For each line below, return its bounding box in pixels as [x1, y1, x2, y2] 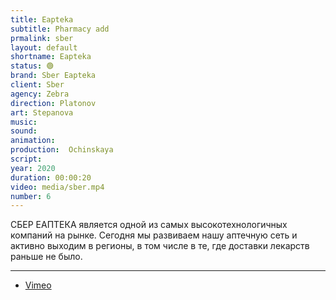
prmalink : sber [10, 33, 74, 43]
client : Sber [10, 80, 65, 90]
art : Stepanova [10, 107, 74, 118]
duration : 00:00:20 [10, 172, 92, 183]
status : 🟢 [10, 61, 55, 71]
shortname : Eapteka [10, 52, 92, 62]
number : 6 [10, 191, 52, 201]
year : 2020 [10, 163, 56, 173]
